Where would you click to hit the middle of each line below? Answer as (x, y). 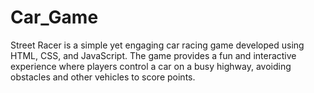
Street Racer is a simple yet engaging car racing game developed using (157, 45)
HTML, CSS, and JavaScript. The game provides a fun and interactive (153, 55)
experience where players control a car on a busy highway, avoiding (151, 66)
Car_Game (54, 17)
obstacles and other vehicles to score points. (103, 77)
